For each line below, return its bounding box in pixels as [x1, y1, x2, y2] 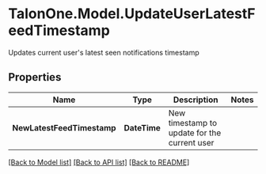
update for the [168, 127, 222, 138]
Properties [8, 70, 62, 84]
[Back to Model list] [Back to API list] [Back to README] [8, 157, 190, 167]
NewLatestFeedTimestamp [12, 122, 116, 133]
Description [173, 94, 218, 105]
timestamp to [168, 117, 218, 128]
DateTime [123, 122, 161, 133]
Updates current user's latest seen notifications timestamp [8, 47, 199, 57]
